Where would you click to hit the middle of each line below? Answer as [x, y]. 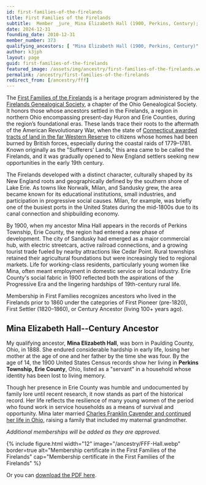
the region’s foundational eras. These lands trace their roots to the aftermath [103, 124]
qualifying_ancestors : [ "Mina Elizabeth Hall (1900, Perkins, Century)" [103, 47]
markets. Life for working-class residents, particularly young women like [97, 265]
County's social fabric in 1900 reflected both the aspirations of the [90, 278]
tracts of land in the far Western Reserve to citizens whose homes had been [102, 137]
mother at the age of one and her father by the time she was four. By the [97, 356]
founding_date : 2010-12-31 [41, 35]
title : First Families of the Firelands [59, 18]
